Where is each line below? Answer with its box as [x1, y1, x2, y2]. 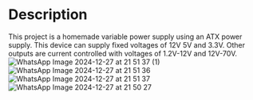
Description [8, 6, 88, 24]
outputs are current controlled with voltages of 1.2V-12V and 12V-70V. [8, 48, 238, 58]
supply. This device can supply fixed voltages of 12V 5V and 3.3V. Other [8, 40, 246, 49]
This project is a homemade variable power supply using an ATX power [8, 32, 243, 41]
